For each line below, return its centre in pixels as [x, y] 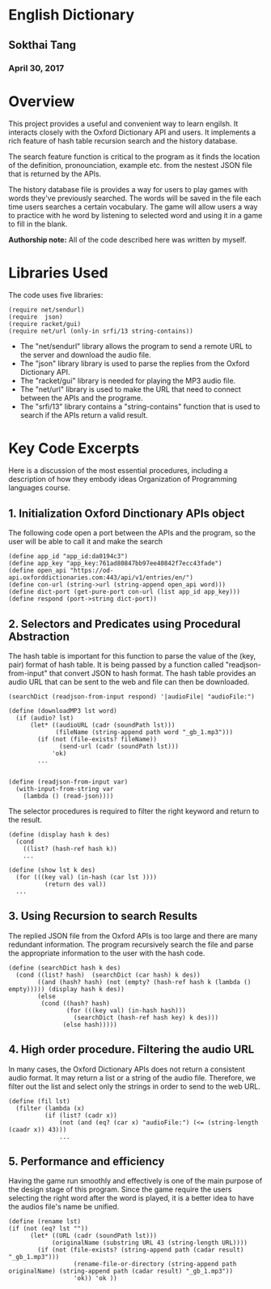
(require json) [36, 317]
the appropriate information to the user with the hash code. [107, 953]
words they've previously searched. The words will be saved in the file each [135, 198]
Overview [42, 101]
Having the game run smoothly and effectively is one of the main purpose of [135, 1181]
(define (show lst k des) [52, 870]
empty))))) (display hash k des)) [67, 989]
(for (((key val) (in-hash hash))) [126, 1010]
